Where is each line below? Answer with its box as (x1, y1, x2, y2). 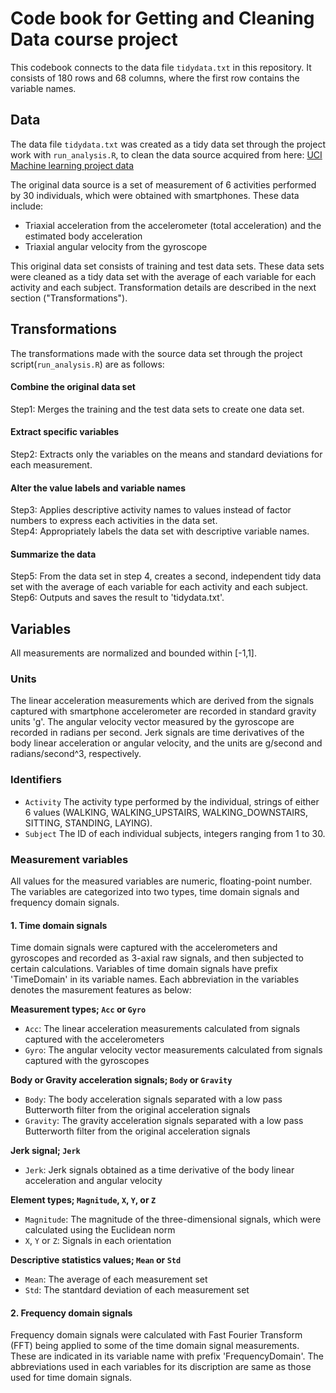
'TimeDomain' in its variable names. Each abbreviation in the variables (10, 973, 300, 986)
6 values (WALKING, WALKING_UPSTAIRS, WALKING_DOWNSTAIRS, (24, 806, 309, 818)
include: (10, 200, 44, 212)
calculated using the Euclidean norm (24, 1224, 176, 1236)
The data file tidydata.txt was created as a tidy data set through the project (10, 138, 326, 150)
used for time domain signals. (10, 1372, 133, 1384)
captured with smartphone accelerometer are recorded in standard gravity (10, 705, 317, 717)
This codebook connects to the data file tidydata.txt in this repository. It (10, 61, 312, 73)
